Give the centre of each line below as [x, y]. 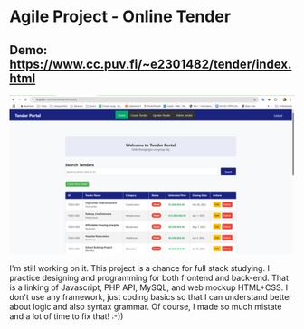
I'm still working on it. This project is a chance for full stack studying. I [139, 268]
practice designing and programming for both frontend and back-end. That [149, 277]
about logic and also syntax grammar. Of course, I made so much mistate [146, 306]
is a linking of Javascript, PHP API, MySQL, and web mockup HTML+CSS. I [148, 287]
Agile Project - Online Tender [120, 17]
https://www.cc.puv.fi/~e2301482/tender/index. [151, 64]
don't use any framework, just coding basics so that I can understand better [151, 296]
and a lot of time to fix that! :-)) [66, 316]
